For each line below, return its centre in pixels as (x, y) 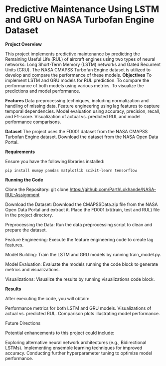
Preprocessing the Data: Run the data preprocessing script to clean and (79, 224)
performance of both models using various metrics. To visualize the (75, 85)
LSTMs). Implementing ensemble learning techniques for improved (74, 348)
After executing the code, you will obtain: (47, 298)
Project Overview (24, 44)
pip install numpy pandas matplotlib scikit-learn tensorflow (71, 171)
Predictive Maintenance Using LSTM (82, 9)
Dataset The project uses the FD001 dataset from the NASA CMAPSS (77, 131)
